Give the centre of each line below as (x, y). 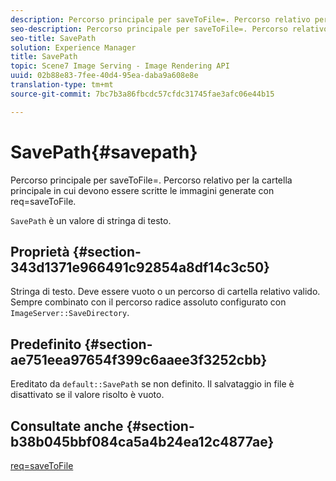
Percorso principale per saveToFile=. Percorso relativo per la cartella (151, 180)
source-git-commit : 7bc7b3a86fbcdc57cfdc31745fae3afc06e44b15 (142, 94)
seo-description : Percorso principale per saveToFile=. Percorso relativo (169, 29)
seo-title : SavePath (53, 38)
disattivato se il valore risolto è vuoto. (87, 395)
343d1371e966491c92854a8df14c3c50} (140, 267)
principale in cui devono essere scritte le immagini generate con (142, 190)
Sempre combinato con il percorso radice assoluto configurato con (148, 302)
